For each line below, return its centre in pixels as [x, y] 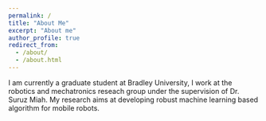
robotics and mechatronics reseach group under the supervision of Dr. [124, 91]
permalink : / [30, 16]
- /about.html [39, 60]
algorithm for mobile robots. [54, 107]
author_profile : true [44, 38]
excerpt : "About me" [43, 30]
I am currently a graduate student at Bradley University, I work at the [120, 82]
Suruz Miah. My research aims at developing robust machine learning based [133, 100]
